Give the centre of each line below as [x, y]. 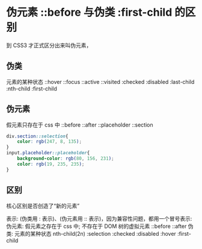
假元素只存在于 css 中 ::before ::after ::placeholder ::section [80, 125]
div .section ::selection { [37, 136]
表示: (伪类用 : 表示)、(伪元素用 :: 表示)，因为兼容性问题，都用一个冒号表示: [99, 218]
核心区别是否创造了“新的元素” [43, 206]
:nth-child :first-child [32, 89]
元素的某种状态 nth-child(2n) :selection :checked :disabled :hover [95, 233]
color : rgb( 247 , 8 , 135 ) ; [50, 142]
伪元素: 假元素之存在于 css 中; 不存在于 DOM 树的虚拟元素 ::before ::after [96, 226]
